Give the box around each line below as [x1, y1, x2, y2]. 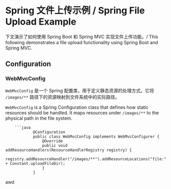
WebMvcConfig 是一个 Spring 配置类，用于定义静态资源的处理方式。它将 [5, 87, 154, 93]
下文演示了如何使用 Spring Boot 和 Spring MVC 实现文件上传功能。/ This [5, 33, 158, 40]
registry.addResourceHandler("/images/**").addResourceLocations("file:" [5, 156, 167, 162]
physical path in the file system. [5, 115, 73, 121]
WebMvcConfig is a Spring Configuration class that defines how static [5, 104, 149, 110]
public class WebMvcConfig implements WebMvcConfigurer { [32, 134, 160, 139]
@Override [42, 138, 63, 144]
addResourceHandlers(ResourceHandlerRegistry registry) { [5, 147, 132, 153]
